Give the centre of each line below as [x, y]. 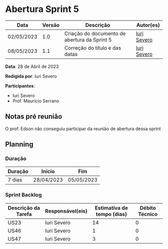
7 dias [15, 180]
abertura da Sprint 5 [88, 39]
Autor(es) [148, 25]
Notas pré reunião [34, 117]
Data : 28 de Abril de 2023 [32, 66]
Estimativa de [111, 207]
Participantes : [20, 85]
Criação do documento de [95, 33]
